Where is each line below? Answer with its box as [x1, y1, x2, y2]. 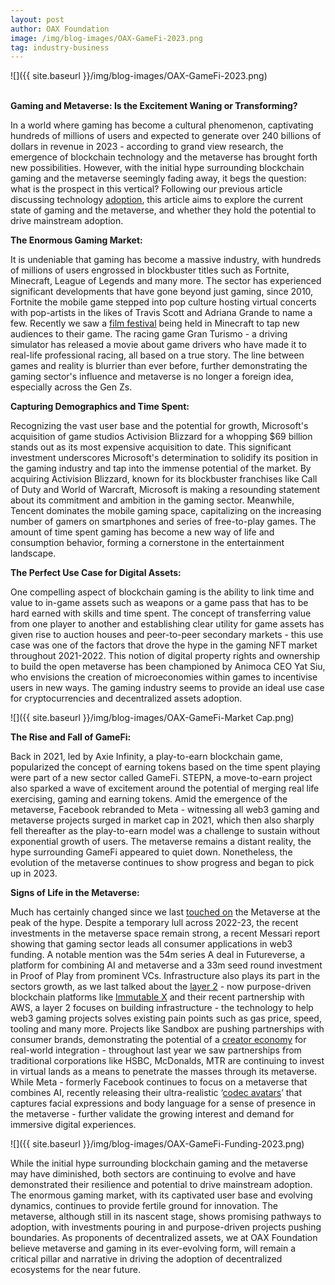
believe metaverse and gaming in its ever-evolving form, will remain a [10, 1242, 297, 1255]
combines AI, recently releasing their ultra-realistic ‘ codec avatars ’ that [10, 1087, 303, 1099]
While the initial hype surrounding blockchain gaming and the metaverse [10, 1157, 308, 1170]
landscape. [10, 547, 57, 560]
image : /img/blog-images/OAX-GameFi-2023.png [10, 33, 203, 43]
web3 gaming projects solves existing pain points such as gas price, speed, [10, 1012, 322, 1025]
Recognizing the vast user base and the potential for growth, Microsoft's [10, 420, 309, 432]
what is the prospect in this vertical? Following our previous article [10, 183, 283, 195]
